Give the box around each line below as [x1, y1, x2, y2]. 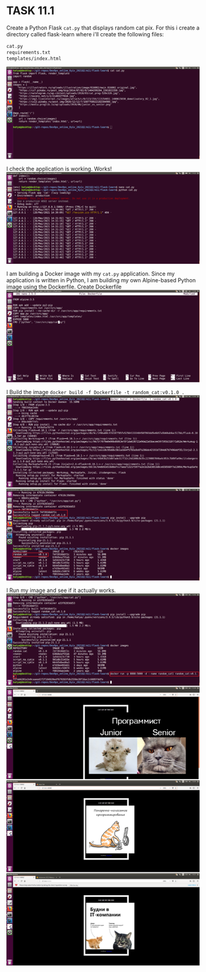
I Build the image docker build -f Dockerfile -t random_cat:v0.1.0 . [6, 389, 185, 395]
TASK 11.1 [6, 4, 55, 18]
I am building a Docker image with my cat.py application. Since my [6, 270, 175, 277]
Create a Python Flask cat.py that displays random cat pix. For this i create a [6, 24, 200, 31]
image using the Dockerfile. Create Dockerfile [6, 283, 122, 291]
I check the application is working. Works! [6, 165, 112, 172]
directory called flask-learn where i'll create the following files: [6, 30, 164, 38]
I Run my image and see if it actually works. [6, 587, 116, 594]
